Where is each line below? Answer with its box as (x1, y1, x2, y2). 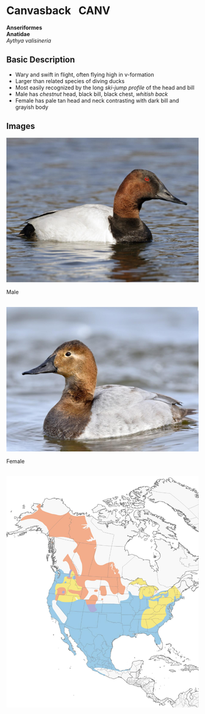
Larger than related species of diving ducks (15, 77, 125, 84)
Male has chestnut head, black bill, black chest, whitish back (15, 90, 168, 98)
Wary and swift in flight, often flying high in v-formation (15, 71, 154, 78)
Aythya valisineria (6, 37, 52, 44)
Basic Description (6, 54, 75, 65)
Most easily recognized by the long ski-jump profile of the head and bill (15, 84, 195, 91)
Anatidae (6, 30, 31, 37)
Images (6, 121, 35, 131)
